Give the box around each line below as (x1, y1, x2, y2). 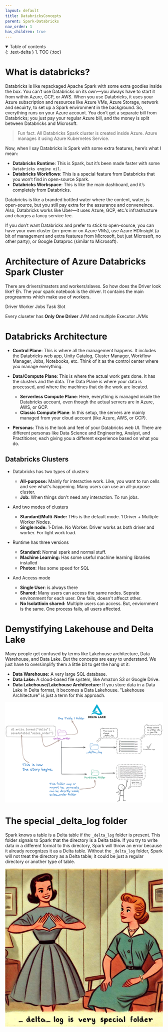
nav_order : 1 (5, 24, 32, 29)
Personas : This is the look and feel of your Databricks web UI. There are (12, 424, 161, 430)
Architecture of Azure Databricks (5, 256, 146, 267)
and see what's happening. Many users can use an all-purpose (19, 483, 150, 489)
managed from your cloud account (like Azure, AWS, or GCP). (19, 414, 147, 421)
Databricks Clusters (5, 455, 69, 464)
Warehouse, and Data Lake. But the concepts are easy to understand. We (5, 656, 156, 662)
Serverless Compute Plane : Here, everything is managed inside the (19, 393, 160, 399)
